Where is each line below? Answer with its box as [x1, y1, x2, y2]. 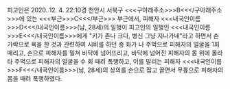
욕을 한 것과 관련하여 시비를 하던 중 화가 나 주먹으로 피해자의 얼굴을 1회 [30, 40, 220, 48]
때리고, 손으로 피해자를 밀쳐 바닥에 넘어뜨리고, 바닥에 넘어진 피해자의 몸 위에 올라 [7, 49, 223, 57]
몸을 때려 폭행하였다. [7, 75, 62, 82]
